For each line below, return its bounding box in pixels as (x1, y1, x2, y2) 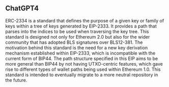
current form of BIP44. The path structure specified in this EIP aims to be (5, 55, 158, 62)
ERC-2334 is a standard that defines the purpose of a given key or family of (5, 17, 164, 23)
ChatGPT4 (5, 4, 39, 13)
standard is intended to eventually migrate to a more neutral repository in (5, 71, 158, 78)
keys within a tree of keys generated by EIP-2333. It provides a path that (5, 23, 157, 29)
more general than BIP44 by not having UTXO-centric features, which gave (5, 61, 163, 67)
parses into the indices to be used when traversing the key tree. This (5, 28, 149, 35)
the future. (5, 77, 27, 83)
